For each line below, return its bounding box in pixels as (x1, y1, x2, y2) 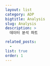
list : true (5, 48, 28, 54)
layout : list (5, 7, 32, 12)
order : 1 (5, 53, 23, 58)
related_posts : (5, 39, 37, 45)
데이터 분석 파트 (9, 30, 38, 35)
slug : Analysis (5, 21, 37, 26)
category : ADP (5, 12, 35, 17)
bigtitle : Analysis (5, 16, 46, 21)
